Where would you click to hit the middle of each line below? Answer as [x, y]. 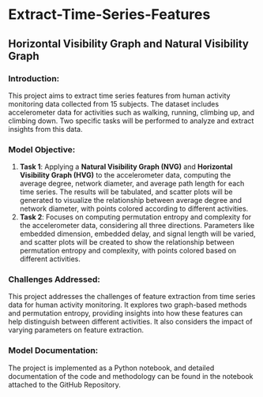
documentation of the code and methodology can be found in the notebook [131, 376]
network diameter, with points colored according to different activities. [134, 209]
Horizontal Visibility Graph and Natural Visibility [128, 44]
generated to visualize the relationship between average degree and [131, 200]
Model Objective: [42, 149]
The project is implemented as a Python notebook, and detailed [111, 368]
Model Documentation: [53, 350]
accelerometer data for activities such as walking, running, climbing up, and [131, 112]
